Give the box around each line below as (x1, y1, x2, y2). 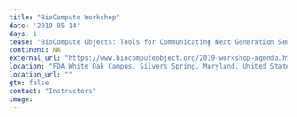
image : (9, 94, 34, 104)
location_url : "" (9, 70, 73, 79)
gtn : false (9, 78, 49, 87)
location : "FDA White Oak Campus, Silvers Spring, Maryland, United (9, 62, 267, 71)
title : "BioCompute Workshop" (9, 12, 121, 22)
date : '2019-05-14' (9, 21, 81, 30)
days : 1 (9, 29, 38, 38)
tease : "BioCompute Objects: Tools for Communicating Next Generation (9, 37, 275, 47)
